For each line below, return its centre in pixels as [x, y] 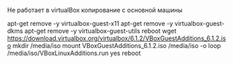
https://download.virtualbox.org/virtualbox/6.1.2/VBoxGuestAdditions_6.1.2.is [116, 38]
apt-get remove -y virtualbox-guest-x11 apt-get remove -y [90, 23]
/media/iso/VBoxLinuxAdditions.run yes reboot [74, 53]
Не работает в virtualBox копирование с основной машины [95, 10]
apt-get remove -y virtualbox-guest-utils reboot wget [100, 31]
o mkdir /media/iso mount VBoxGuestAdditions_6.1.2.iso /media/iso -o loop [114, 46]
